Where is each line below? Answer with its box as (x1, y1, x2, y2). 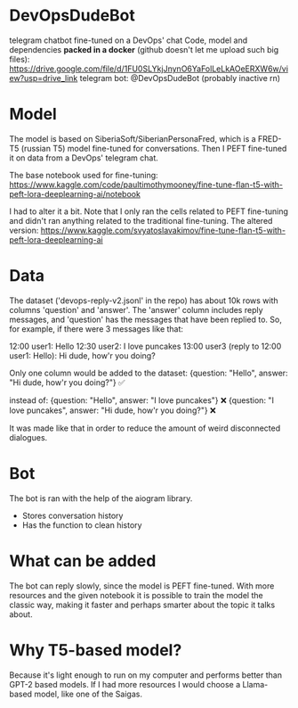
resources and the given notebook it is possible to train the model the (9, 589, 264, 600)
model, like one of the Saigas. (34, 688, 142, 699)
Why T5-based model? (9, 639, 182, 660)
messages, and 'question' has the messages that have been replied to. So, (9, 314, 282, 325)
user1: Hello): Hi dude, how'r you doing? (9, 350, 156, 361)
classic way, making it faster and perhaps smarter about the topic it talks (9, 599, 276, 610)
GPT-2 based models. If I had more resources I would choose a (9, 679, 241, 689)
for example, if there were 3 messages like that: (9, 323, 184, 334)
